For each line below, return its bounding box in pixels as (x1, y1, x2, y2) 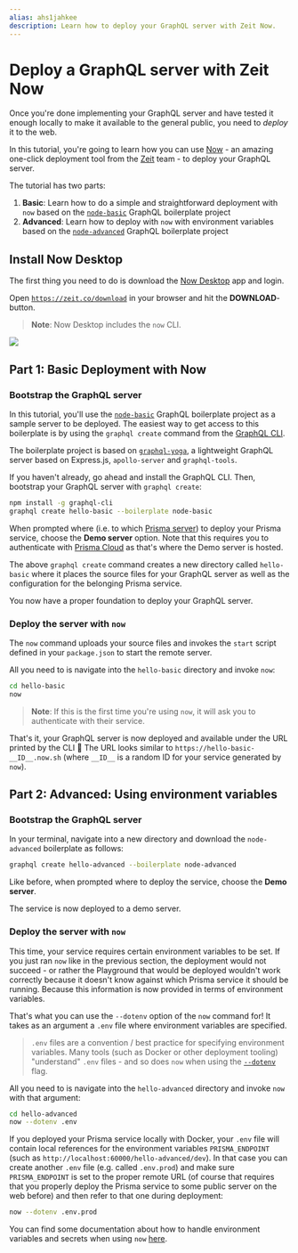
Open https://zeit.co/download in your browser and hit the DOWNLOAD (9, 293, 278, 304)
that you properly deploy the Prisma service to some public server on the (9, 1181, 278, 1192)
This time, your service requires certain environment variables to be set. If (9, 946, 280, 956)
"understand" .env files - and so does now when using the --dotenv (30, 1056, 276, 1067)
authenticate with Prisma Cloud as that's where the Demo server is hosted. (9, 541, 284, 552)
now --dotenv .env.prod (9, 1208, 98, 1216)
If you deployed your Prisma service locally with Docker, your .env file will (9, 1134, 280, 1144)
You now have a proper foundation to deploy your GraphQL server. (9, 595, 254, 606)
